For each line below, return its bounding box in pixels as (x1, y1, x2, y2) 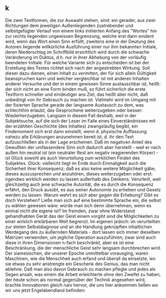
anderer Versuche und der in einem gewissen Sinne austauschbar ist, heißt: (5, 81, 161, 87)
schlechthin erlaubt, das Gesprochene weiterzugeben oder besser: (5, 107, 143, 113)
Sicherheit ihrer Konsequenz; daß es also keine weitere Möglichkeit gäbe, (5, 165, 156, 171)
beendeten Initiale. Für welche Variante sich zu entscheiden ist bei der (5, 59, 150, 65)
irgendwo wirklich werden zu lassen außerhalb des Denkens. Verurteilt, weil (5, 176, 161, 182)
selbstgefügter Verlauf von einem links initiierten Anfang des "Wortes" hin (5, 27, 157, 34)
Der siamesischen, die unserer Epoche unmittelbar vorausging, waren (5, 250, 149, 256)
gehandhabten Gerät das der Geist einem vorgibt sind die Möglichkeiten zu (5, 213, 160, 219)
